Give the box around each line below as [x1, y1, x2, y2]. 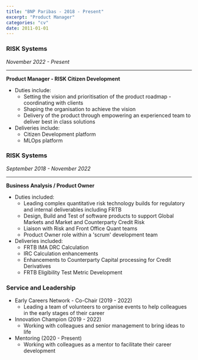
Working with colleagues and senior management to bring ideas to [23, 322, 185, 329]
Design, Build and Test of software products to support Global [23, 212, 174, 219]
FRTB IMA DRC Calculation [23, 244, 89, 251]
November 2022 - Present [6, 58, 70, 65]
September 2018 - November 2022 [6, 165, 91, 172]
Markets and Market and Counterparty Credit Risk [23, 218, 145, 225]
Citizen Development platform [23, 131, 96, 138]
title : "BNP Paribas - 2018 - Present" [6, 8, 104, 15]
